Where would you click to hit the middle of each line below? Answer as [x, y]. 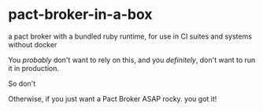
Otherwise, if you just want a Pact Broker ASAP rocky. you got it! [113, 98]
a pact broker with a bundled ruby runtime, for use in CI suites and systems [130, 36]
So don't [22, 83]
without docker [33, 44]
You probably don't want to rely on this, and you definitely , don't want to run [132, 60]
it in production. [34, 68]
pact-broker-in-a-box [80, 15]
